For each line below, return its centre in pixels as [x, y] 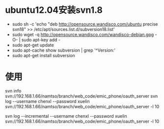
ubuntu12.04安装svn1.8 [54, 10]
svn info [13, 91]
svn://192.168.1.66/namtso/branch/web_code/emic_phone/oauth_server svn [82, 96]
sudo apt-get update [33, 45]
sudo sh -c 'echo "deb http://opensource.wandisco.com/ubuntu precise [85, 24]
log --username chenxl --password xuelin [47, 101]
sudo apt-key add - [41, 39]
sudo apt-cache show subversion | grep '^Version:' [64, 50]
